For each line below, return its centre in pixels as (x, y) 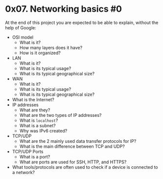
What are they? (35, 110)
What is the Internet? (33, 99)
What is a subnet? (37, 125)
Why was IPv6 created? (43, 131)
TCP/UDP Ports (28, 151)
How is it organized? (40, 53)
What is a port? (35, 157)
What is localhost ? (39, 120)
